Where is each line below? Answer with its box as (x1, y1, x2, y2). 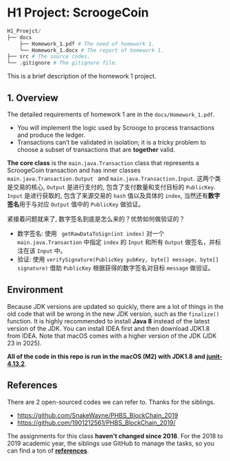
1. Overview (7, 92, 58, 104)
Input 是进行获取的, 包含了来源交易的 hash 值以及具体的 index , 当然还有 (7, 191, 208, 200)
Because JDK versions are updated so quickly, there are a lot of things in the (7, 302, 224, 310)
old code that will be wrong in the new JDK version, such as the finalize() (7, 310, 220, 318)
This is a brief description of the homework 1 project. (7, 72, 157, 81)
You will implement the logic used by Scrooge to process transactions (16, 124, 215, 131)
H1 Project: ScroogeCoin (7, 5, 149, 21)
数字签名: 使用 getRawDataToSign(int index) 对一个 (16, 229, 165, 237)
